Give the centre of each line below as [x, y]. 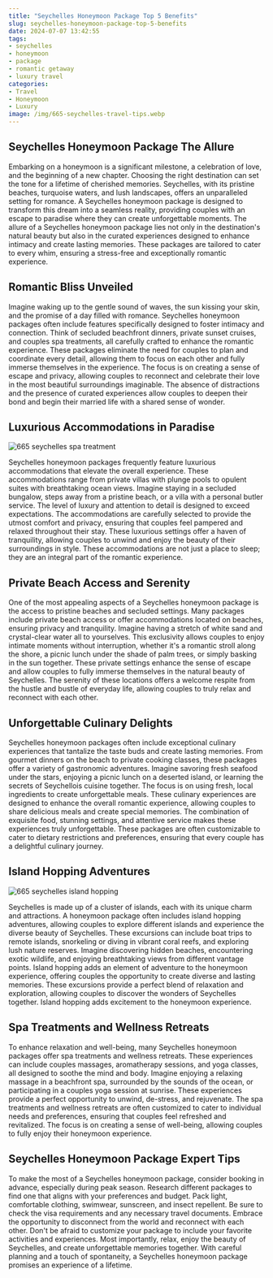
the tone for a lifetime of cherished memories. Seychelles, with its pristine [132, 184]
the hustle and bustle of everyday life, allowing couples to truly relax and [130, 689]
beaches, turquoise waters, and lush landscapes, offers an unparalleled [128, 193]
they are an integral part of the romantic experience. [96, 557]
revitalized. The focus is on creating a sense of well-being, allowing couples [135, 1124]
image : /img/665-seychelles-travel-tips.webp [87, 115]
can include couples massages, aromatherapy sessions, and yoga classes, [133, 1064]
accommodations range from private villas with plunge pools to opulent [128, 479]
